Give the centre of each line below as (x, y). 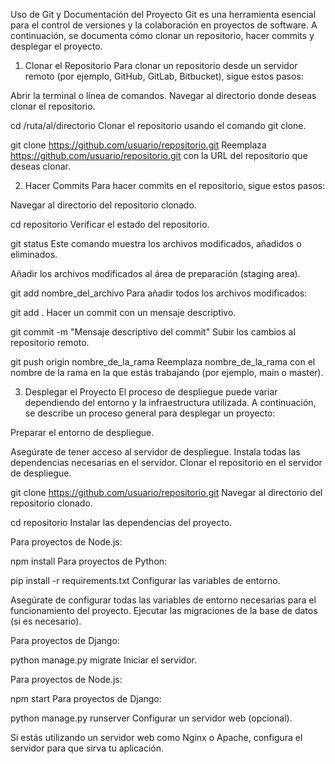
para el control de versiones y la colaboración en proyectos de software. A (164, 25)
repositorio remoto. (50, 342)
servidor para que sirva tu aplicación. (87, 748)
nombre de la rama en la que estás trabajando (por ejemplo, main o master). (167, 372)
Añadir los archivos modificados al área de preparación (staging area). (155, 273)
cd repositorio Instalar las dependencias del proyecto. (121, 522)
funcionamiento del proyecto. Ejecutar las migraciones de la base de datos (164, 610)
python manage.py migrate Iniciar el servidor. (103, 660)
